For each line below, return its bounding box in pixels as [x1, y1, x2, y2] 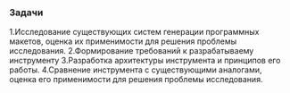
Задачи [9, 6, 44, 19]
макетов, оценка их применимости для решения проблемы [9, 36, 237, 46]
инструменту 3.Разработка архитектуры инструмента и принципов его [9, 55, 281, 66]
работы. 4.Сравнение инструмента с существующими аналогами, [9, 64, 262, 75]
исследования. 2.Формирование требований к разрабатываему [9, 46, 254, 56]
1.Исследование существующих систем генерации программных [9, 27, 260, 38]
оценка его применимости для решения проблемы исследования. [9, 74, 263, 85]
